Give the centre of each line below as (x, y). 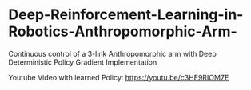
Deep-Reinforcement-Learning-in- (126, 15)
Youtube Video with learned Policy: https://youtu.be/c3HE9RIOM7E (119, 77)
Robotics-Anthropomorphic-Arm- (123, 31)
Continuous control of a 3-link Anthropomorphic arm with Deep (113, 53)
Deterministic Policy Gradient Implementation (83, 62)
